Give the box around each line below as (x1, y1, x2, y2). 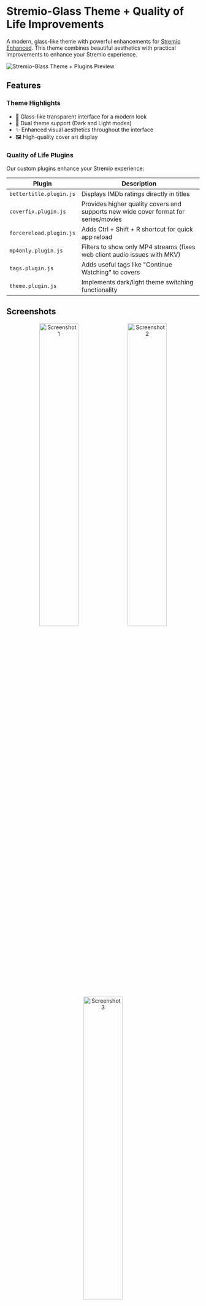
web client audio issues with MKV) (81, 250, 181, 258)
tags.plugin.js (9, 265, 54, 271)
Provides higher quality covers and (81, 200, 182, 208)
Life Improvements (6, 17, 104, 31)
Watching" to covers (81, 268, 140, 276)
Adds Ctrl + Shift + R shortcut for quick (81, 225, 193, 233)
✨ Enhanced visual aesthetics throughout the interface (15, 126, 154, 133)
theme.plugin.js (9, 282, 57, 289)
